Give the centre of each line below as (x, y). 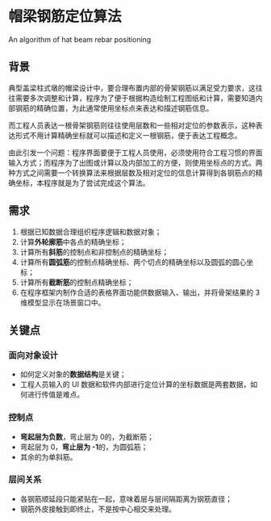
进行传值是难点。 (56, 395)
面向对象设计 (33, 355)
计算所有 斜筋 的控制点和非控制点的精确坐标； (94, 252)
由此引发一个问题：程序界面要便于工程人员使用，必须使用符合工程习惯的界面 (135, 152)
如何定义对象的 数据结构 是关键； (73, 374)
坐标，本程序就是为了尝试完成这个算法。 (82, 183)
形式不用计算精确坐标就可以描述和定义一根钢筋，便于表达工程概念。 (128, 135)
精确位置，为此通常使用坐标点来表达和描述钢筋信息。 (125, 108)
